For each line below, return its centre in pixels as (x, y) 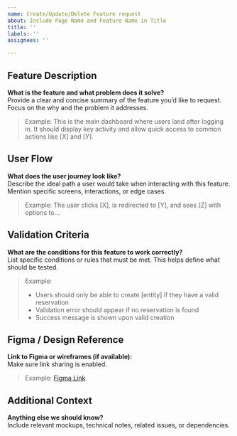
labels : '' (23, 34)
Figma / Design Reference (66, 340)
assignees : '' (28, 41)
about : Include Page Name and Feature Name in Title (87, 21)
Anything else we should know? (55, 418)
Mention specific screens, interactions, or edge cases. (87, 191)
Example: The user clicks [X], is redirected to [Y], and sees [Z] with (123, 205)
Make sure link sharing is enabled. (57, 364)
